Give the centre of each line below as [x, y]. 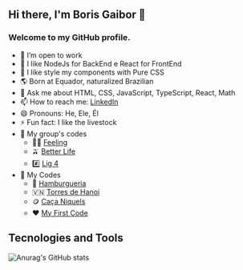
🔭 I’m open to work [51, 55]
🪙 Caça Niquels [59, 201]
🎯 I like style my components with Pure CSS [92, 72]
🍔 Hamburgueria [59, 183]
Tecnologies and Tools [66, 238]
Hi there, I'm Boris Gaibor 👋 [77, 15]
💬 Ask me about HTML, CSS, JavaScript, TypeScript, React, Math [128, 92]
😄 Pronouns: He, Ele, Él [59, 113]
